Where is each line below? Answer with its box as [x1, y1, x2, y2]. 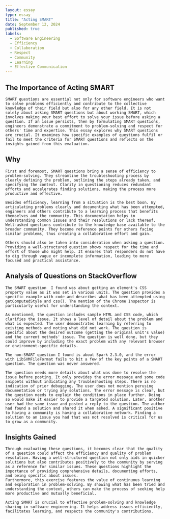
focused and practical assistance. [5, 258, 81, 263]
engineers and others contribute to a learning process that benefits [5, 209, 158, 214]
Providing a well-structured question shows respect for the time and [5, 244, 158, 250]
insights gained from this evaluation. [5, 141, 90, 146]
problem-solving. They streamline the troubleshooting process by [5, 173, 149, 178]
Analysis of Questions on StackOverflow [5, 272, 137, 280]
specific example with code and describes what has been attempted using [5, 294, 165, 299]
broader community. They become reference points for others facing [5, 226, 154, 232]
